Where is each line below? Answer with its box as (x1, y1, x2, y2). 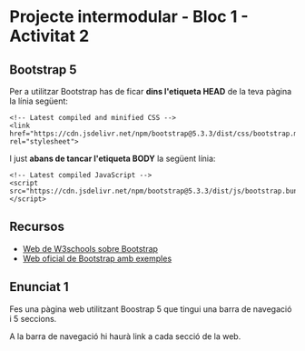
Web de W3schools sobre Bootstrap (22, 243, 159, 254)
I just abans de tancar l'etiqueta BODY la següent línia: (9, 153, 216, 164)
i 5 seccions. (9, 313, 57, 324)
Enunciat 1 (9, 279, 69, 295)
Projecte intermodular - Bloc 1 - (9, 6, 249, 27)
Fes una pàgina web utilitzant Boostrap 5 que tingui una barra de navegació (9, 303, 292, 315)
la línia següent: (9, 95, 68, 106)
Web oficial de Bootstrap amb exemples (22, 253, 172, 264)
